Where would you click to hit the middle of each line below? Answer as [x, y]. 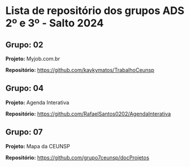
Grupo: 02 [24, 45]
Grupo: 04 [25, 88]
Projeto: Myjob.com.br [33, 59]
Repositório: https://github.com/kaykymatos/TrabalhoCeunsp [80, 70]
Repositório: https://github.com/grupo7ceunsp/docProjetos [77, 157]
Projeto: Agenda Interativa [37, 102]
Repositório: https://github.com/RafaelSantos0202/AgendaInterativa [88, 114]
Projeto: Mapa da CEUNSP [38, 146]
